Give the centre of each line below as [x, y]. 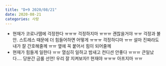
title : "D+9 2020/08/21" [31, 10]
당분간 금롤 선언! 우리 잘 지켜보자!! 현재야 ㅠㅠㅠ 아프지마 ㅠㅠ [83, 59]
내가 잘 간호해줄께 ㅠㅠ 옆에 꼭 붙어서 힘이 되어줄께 [62, 46]
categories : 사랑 [22, 19]
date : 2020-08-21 [23, 14]
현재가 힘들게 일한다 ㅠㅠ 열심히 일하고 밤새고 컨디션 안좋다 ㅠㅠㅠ [76, 52]
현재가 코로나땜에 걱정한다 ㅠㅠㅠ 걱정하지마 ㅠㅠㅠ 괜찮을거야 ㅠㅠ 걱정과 [84, 34]
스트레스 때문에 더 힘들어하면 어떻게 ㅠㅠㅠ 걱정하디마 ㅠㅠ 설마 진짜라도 [89, 40]
